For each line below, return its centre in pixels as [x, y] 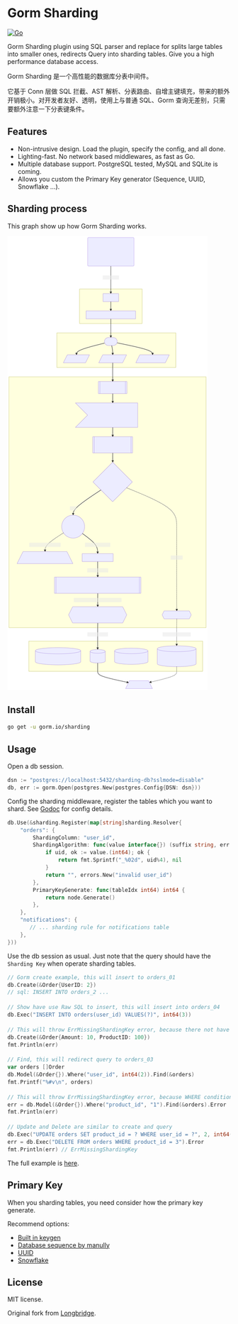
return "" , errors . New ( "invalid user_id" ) [109, 875]
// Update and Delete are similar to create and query [90, 1127]
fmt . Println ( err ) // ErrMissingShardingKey [73, 1149]
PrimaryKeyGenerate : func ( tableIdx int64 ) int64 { [109, 890]
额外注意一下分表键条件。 [51, 109]
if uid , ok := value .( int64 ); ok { [98, 853]
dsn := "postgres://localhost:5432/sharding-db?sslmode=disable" [106, 780]
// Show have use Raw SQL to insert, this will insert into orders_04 [114, 1008]
